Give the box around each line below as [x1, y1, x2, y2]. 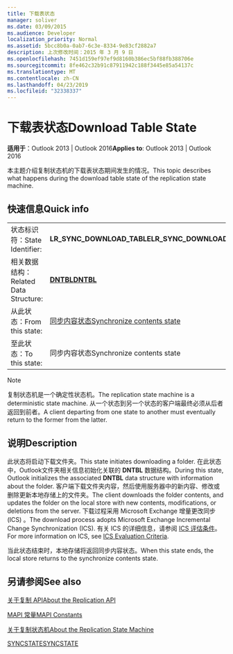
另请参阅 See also [7, 576, 82, 588]
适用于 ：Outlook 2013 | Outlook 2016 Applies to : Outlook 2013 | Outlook [7, 144, 212, 153]
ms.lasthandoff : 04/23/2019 [7, 81, 89, 88]
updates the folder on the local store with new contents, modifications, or [7, 498, 217, 507]
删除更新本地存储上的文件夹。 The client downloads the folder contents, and [7, 491, 224, 499]
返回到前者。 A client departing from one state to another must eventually [7, 407, 216, 416]
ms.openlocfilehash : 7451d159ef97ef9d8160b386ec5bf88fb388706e [7, 56, 194, 63]
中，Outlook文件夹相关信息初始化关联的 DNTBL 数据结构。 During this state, [7, 466, 224, 474]
